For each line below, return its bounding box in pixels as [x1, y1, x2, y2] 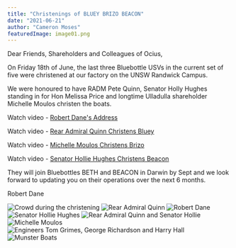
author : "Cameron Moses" [7, 23, 81, 30]
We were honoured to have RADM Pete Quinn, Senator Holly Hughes [7, 84, 208, 93]
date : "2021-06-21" [7, 17, 65, 24]
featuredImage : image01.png [7, 30, 91, 38]
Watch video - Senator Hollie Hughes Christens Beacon [7, 154, 169, 163]
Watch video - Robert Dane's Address [7, 113, 118, 122]
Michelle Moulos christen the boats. [7, 100, 112, 108]
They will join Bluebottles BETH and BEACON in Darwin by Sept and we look [7, 168, 229, 177]
